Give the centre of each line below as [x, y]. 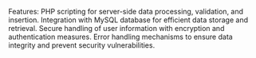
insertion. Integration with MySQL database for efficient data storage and [128, 20]
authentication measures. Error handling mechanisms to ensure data [120, 37]
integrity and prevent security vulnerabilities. [82, 45]
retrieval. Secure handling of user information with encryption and [116, 28]
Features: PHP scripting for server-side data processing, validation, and [126, 12]
